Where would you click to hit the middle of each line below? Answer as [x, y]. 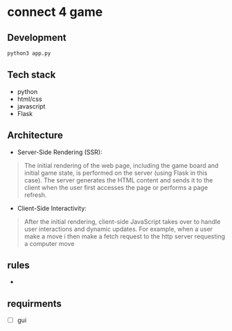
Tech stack [32, 75]
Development [37, 38]
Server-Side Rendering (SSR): [60, 152]
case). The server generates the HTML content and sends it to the [118, 180]
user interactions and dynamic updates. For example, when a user [118, 229]
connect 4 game [55, 12]
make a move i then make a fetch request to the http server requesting [125, 236]
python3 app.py [29, 53]
